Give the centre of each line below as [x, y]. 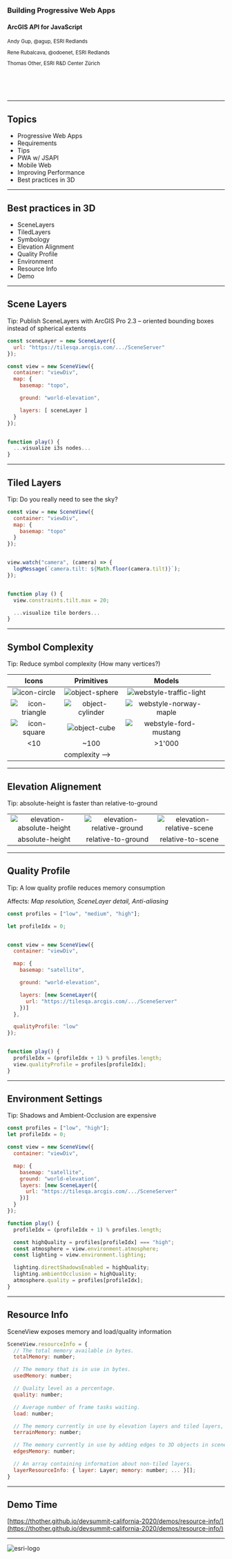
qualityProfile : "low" [46, 1027]
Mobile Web [34, 165]
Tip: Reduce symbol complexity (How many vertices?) [84, 664]
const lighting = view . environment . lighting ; [80, 1255]
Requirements [37, 143]
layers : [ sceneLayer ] [54, 410]
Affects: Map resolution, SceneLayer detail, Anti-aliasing [88, 901]
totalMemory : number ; [45, 1357]
